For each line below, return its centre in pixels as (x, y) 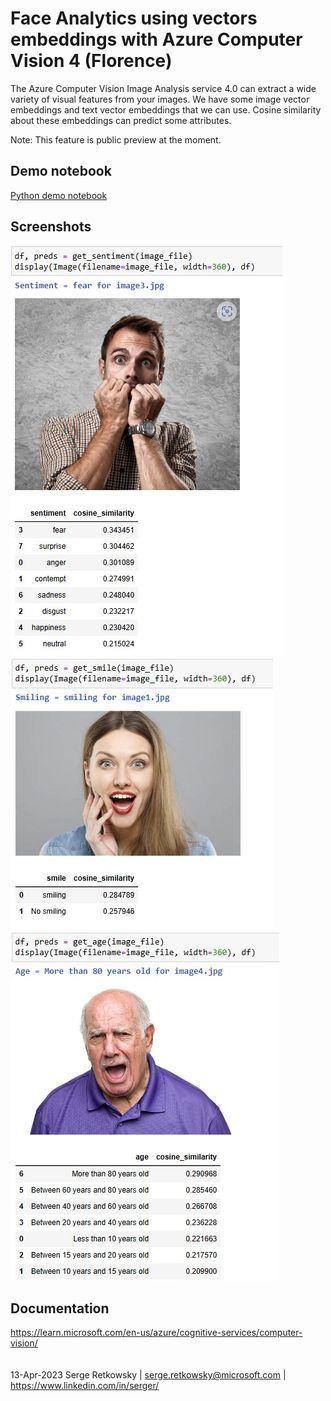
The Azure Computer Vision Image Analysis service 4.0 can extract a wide (163, 88)
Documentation (60, 1308)
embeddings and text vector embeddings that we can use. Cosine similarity (166, 109)
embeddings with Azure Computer (156, 39)
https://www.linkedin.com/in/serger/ (85, 1386)
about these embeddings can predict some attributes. (121, 120)
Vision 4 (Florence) (91, 61)
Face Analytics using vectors (134, 18)
